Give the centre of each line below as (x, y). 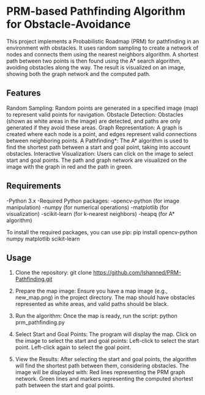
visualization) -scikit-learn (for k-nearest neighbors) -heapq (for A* (91, 213)
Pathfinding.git (34, 279)
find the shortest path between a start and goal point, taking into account (99, 147)
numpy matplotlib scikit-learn (43, 239)
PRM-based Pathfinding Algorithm (96, 11)
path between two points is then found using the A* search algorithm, (94, 61)
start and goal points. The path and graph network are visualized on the (97, 160)
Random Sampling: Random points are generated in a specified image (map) (102, 108)
